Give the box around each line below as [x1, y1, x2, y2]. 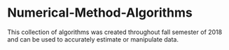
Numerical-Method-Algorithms [7, 5, 193, 21]
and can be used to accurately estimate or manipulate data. [7, 35, 179, 43]
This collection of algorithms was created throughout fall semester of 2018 [7, 28, 223, 36]
